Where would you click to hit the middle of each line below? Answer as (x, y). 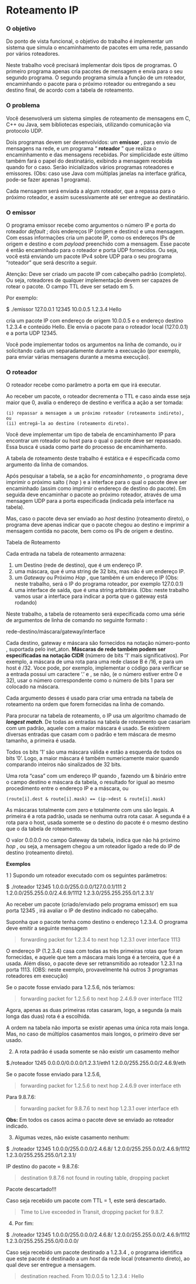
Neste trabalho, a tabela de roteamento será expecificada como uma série (96, 614)
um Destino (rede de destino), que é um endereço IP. (78, 565)
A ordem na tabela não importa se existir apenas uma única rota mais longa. (97, 1028)
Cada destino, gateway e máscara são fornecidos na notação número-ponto (98, 643)
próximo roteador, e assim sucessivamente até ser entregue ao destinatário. (98, 197)
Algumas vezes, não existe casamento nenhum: (72, 1138)
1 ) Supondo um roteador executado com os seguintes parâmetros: (87, 875)
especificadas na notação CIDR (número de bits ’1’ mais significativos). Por (97, 656)
